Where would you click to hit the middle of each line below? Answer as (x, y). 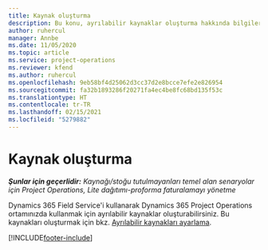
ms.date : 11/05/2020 (43, 46)
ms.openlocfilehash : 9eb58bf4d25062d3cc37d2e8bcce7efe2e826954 (116, 82)
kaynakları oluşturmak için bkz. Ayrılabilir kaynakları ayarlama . (110, 222)
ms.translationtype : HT (48, 97)
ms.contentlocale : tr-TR (49, 105)
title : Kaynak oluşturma (49, 16)
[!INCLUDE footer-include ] (51, 237)
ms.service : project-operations (62, 61)
